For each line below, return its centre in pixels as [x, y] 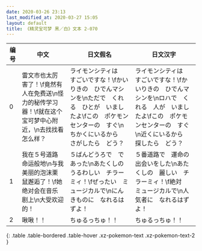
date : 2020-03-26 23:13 [36, 12]
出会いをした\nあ [159, 164]
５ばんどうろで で [97, 154]
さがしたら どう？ [97, 144]
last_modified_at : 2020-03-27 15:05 [52, 17]
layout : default [26, 23]
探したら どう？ [159, 144]
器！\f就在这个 [42, 112]
